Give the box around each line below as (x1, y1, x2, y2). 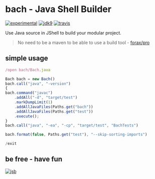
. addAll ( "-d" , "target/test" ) (14, 95, 78, 100)
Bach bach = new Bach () (5, 76, 55, 81)
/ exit (5, 141, 17, 146)
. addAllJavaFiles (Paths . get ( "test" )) (14, 109, 94, 114)
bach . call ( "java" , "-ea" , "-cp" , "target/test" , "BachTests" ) (5, 123, 138, 128)
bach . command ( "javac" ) (5, 90, 53, 96)
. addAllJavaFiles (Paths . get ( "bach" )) (14, 104, 94, 109)
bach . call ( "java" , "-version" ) (5, 81, 71, 86)
